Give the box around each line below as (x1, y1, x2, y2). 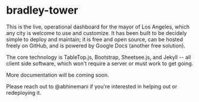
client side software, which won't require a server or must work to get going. (6, 60, 194, 67)
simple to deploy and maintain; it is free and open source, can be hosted (6, 36, 183, 43)
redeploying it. (6, 89, 42, 96)
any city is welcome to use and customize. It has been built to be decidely (6, 29, 187, 36)
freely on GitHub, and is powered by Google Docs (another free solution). (6, 42, 186, 49)
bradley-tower (6, 4, 78, 17)
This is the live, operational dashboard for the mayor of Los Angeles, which (6, 23, 190, 30)
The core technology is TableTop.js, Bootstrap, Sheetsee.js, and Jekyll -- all (6, 53, 191, 60)
